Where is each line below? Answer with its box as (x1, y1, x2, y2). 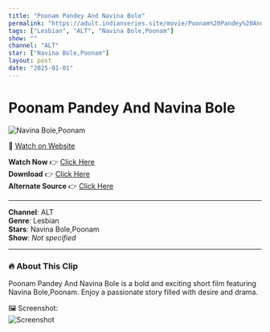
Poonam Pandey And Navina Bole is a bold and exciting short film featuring (8, 278, 257, 288)
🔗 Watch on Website (8, 141, 76, 150)
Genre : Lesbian (8, 215, 59, 225)
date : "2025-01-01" (8, 64, 74, 72)
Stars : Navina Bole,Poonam (8, 224, 100, 234)
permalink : (8, 19, 45, 27)
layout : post (8, 57, 52, 65)
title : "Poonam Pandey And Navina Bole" (8, 11, 146, 20)
